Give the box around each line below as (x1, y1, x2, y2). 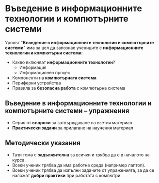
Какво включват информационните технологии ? (12, 59, 115, 65)
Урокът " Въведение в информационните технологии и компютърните (5, 39, 154, 45)
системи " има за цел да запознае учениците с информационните (5, 45, 144, 50)
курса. (12, 157, 26, 163)
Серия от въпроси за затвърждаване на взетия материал (12, 119, 132, 125)
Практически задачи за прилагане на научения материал (12, 125, 133, 131)
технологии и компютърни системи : (5, 50, 83, 56)
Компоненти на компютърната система (12, 75, 97, 81)
